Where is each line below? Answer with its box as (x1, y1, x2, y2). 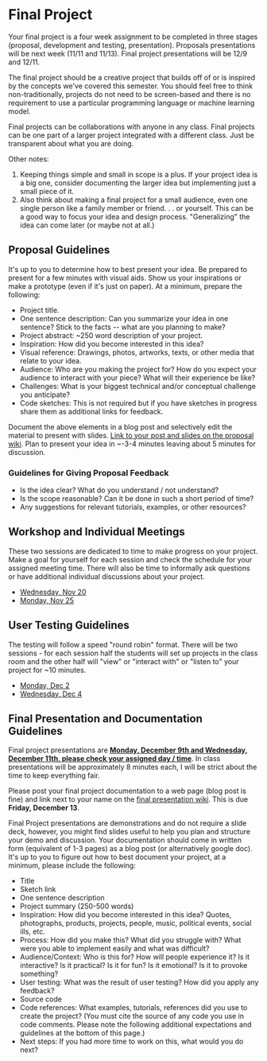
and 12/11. (8, 57, 41, 67)
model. (8, 106, 31, 116)
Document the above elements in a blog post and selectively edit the (8, 422, 233, 431)
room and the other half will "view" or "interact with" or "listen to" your (8, 656, 240, 666)
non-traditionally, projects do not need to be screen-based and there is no (8, 89, 251, 99)
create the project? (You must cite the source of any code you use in (19, 1012, 245, 1021)
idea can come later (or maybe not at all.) (19, 220, 155, 230)
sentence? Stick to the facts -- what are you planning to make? (19, 322, 226, 332)
